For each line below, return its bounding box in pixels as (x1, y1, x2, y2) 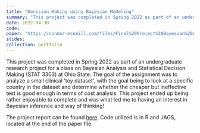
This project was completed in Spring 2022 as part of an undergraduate (6, 58, 183, 65)
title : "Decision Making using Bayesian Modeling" (6, 8, 135, 15)
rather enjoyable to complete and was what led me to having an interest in (6, 96, 187, 103)
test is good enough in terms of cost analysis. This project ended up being (6, 90, 189, 97)
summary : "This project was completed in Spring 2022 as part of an (6, 14, 180, 20)
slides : (6, 36, 26, 42)
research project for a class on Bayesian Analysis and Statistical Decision (6, 64, 186, 71)
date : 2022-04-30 (6, 20, 49, 26)
